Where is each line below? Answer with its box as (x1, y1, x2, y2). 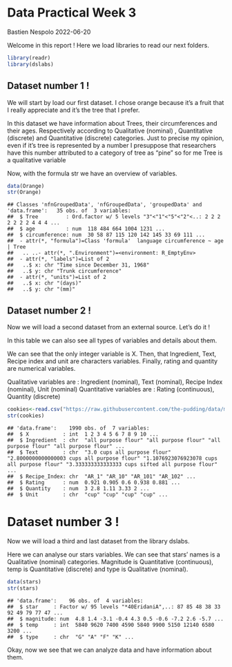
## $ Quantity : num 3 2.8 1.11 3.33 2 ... (7, 485, 150, 492)
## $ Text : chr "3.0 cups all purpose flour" (7, 449, 171, 456)
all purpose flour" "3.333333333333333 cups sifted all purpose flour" (7, 461, 217, 467)
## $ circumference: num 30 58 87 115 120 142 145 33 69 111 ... (7, 231, 206, 239)
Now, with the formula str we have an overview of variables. (7, 169, 177, 177)
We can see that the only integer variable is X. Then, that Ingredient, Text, (7, 350, 217, 358)
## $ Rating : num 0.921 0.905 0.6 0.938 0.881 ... (7, 478, 181, 486)
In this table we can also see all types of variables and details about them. (7, 336, 217, 345)
